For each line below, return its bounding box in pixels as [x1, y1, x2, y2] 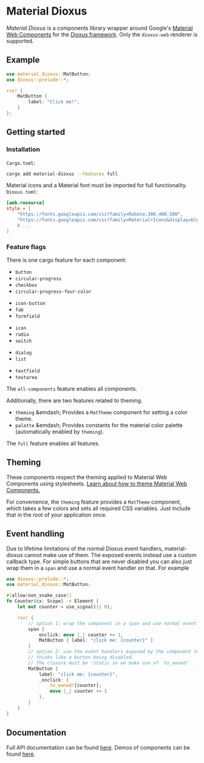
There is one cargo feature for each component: [6, 256, 127, 264]
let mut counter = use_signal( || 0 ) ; [17, 604, 113, 610]
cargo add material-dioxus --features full [6, 171, 118, 177]
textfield [15, 368, 41, 374]
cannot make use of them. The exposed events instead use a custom [24, 551, 197, 558]
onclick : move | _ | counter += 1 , [38, 632, 123, 638]
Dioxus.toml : [6, 188, 38, 196]
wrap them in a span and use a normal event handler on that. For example [6, 564, 189, 572]
